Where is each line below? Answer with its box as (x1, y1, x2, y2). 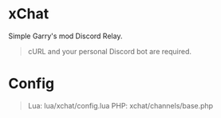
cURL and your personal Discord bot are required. (27, 46, 191, 56)
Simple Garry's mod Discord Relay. (8, 31, 123, 41)
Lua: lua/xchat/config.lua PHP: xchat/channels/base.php (27, 100, 214, 110)
